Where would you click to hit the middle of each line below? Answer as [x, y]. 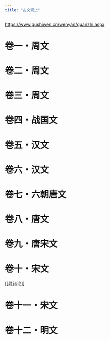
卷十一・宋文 [32, 306]
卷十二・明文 [32, 330]
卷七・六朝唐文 [36, 195]
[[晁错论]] [15, 284]
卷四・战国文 [32, 120]
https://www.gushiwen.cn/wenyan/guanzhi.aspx [55, 24]
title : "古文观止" [23, 10]
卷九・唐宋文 [32, 244]
